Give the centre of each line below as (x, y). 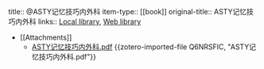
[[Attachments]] (46, 37)
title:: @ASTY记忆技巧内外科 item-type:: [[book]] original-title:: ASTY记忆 (128, 11)
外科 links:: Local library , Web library (82, 21)
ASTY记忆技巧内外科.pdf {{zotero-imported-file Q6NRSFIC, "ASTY (140, 47)
